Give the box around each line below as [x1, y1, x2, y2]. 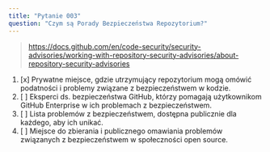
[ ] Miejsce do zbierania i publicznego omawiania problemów [19, 126, 223, 136]
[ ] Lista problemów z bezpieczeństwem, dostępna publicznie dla [19, 108, 237, 118]
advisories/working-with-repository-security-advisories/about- [27, 50, 239, 60]
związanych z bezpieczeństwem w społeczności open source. [19, 134, 229, 144]
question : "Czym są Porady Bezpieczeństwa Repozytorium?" [8, 19, 208, 27]
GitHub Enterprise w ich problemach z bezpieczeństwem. [19, 100, 213, 110]
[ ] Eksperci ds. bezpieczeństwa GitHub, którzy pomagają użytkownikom [19, 91, 262, 101]
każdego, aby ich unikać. [19, 117, 103, 127]
